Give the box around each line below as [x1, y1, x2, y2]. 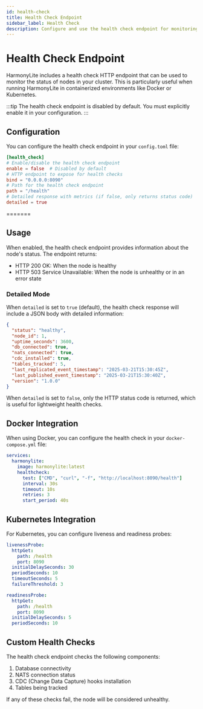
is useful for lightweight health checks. [6, 401, 103, 408]
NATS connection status [14, 672, 76, 679]
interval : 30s [22, 481, 59, 487]
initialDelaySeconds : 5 [11, 615, 71, 621]
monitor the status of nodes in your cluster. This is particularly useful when [6, 78, 193, 85]
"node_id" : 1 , [11, 333, 47, 339]
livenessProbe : [6, 542, 45, 548]
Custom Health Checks [6, 637, 95, 647]
